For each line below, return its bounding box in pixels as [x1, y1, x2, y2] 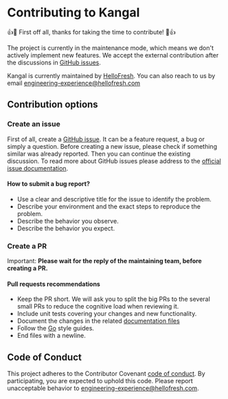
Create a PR [7, 241, 47, 251]
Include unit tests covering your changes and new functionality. [16, 310, 197, 318]
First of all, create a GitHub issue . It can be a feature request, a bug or [7, 135, 205, 143]
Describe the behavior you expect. [16, 224, 115, 232]
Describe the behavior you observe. [16, 217, 119, 225]
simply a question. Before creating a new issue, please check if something [7, 142, 218, 150]
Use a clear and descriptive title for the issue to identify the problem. [16, 195, 212, 203]
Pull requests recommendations [7, 280, 101, 288]
